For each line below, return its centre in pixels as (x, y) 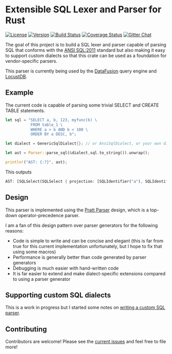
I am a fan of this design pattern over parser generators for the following (82, 225)
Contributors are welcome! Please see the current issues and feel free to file (86, 342)
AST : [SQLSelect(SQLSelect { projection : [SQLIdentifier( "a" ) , (74, 181)
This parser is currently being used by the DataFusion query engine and (81, 71)
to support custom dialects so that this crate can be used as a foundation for (86, 56)
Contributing (26, 329)
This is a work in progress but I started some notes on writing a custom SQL (85, 308)
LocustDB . (16, 76)
